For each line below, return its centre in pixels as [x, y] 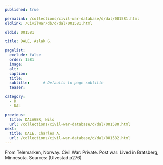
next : [11, 129]
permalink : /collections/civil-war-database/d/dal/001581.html [72, 19]
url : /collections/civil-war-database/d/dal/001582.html [70, 138]
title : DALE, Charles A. [35, 133]
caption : [19, 74]
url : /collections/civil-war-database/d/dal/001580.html [70, 124]
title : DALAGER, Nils [32, 119]
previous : [15, 115]
